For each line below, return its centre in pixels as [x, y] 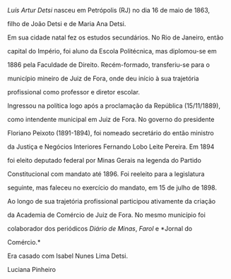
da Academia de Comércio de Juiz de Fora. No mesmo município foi [107, 215]
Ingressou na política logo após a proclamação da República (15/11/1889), [114, 106]
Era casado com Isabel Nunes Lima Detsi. [68, 256]
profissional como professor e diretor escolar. [73, 92]
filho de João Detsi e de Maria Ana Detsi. [67, 24]
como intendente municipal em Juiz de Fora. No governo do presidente [111, 119]
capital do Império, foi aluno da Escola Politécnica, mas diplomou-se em [112, 51]
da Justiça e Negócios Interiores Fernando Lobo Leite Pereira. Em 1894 [111, 147]
